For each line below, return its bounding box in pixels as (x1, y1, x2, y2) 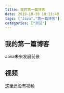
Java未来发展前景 (5, 54, 40, 60)
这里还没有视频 (5, 83, 35, 89)
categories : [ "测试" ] (5, 20, 47, 26)
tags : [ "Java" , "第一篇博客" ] (5, 16, 60, 21)
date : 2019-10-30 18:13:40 (5, 12, 59, 16)
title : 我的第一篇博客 (5, 7, 46, 12)
